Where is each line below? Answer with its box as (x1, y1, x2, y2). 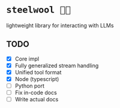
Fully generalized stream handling (14, 62, 99, 69)
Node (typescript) (14, 75, 59, 82)
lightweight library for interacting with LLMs (6, 22, 114, 29)
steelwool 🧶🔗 (6, 4, 71, 16)
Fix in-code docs (14, 89, 57, 97)
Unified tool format (14, 68, 62, 76)
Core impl (14, 55, 40, 62)
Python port (14, 82, 45, 89)
